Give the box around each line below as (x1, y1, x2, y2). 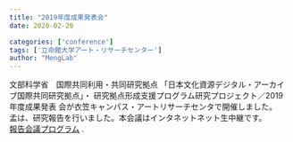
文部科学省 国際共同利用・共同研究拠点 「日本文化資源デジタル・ (9, 79, 255, 90)
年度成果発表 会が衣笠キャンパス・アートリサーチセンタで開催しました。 (9, 101, 278, 112)
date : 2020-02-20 (9, 21, 74, 30)
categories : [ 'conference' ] (9, 37, 114, 46)
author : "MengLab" (9, 54, 78, 63)
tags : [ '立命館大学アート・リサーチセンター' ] (9, 45, 163, 54)
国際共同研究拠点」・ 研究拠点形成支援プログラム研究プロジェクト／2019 (16, 91, 284, 101)
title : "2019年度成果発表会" (9, 12, 109, 22)
